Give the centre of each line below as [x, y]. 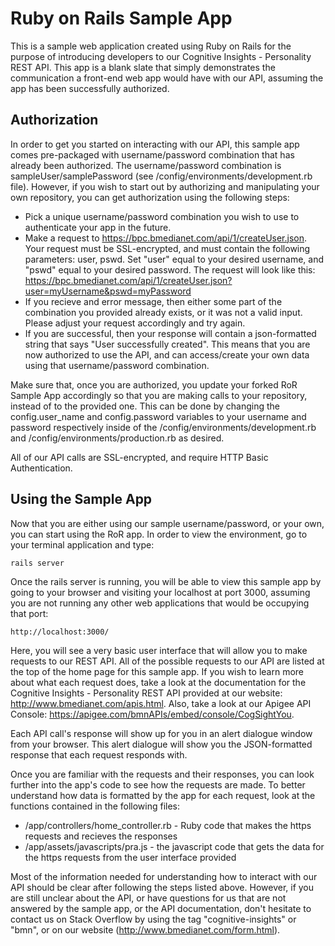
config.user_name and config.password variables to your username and [158, 416]
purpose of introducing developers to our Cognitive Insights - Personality [161, 56]
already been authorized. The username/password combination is [146, 165]
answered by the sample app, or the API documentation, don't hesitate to [161, 908]
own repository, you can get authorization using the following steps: [150, 197]
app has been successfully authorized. [90, 88]
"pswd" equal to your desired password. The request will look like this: [170, 269]
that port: [29, 613]
